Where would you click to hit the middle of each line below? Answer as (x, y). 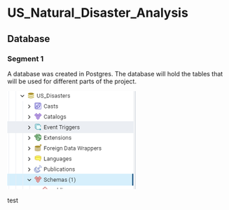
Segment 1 (26, 59)
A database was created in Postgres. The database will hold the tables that (115, 73)
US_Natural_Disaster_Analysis (98, 13)
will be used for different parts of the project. (72, 81)
